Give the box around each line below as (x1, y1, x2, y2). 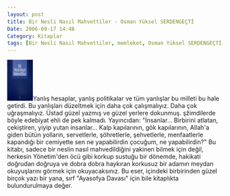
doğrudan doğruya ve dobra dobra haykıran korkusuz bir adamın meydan (7, 160, 214, 168)
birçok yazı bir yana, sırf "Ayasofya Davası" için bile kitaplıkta (7, 174, 179, 182)
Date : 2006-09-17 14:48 (7, 25, 75, 32)
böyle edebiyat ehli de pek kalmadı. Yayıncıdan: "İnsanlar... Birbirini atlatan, (7, 116, 218, 124)
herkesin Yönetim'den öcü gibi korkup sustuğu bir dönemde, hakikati (7, 152, 201, 160)
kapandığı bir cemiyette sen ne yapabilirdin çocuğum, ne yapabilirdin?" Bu (7, 138, 216, 146)
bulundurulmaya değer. (7, 182, 73, 190)
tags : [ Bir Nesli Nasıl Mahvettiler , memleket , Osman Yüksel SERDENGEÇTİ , (7, 40, 225, 47)
